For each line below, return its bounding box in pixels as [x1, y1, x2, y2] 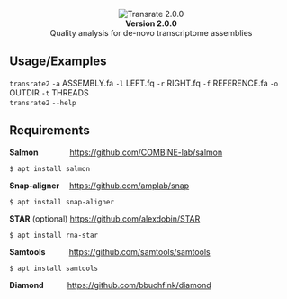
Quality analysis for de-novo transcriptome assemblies [49, 28, 253, 38]
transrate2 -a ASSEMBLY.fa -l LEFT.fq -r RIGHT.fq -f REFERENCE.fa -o [9, 77, 279, 88]
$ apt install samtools [9, 264, 99, 273]
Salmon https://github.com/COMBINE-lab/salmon [9, 147, 223, 158]
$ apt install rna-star [9, 231, 99, 240]
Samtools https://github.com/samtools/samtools [9, 246, 211, 257]
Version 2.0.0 [125, 18, 177, 29]
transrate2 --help [9, 98, 76, 107]
